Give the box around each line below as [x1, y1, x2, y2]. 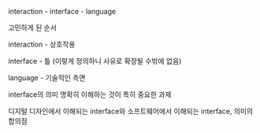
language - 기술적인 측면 [8, 73, 86, 82]
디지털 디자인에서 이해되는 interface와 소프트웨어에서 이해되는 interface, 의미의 [8, 106, 254, 116]
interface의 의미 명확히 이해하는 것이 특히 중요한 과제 [8, 90, 172, 99]
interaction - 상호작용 [8, 39, 76, 49]
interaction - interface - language [8, 7, 117, 16]
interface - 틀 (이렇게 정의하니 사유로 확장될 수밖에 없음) [8, 57, 182, 65]
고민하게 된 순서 [8, 23, 58, 32]
